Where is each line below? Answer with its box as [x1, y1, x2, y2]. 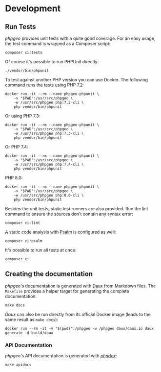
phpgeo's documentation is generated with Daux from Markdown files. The [5, 283, 156, 289]
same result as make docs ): [5, 317, 59, 322]
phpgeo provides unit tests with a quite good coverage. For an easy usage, [5, 35, 156, 41]
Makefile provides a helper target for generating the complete [5, 288, 129, 294]
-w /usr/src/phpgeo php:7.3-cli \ [14, 131, 84, 136]
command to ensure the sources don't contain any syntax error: [5, 211, 133, 217]
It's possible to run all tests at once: [5, 247, 77, 253]
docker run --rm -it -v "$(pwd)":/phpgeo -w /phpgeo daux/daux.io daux [5, 326, 154, 331]
